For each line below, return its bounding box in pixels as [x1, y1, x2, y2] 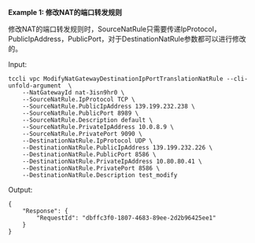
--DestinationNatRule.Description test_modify [22, 171, 178, 179]
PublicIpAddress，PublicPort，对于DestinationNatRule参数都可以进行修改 [8, 35, 246, 43]
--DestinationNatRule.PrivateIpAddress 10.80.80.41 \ [22, 157, 202, 165]
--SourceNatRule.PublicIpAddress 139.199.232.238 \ [22, 102, 195, 110]
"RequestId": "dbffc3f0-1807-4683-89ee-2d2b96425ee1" [36, 214, 216, 222]
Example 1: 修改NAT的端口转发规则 [8, 8, 123, 17]
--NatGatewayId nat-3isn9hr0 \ [22, 89, 125, 97]
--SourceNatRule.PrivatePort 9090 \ [22, 130, 143, 138]
